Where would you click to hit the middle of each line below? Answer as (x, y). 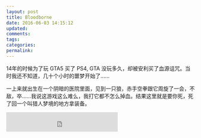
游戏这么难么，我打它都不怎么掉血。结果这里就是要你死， (118, 96)
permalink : (20, 51)
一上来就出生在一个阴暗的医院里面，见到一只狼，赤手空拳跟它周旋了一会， (98, 88)
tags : (13, 39)
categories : (21, 45)
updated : (17, 28)
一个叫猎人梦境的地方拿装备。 (53, 103)
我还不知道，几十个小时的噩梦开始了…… (60, 76)
